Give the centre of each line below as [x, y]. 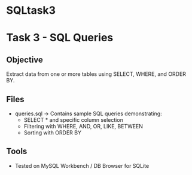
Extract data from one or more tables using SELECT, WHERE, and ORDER [96, 74]
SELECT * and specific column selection [74, 120]
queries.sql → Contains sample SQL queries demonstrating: [89, 113]
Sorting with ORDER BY [53, 133]
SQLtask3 [31, 10]
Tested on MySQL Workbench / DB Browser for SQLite [82, 165]
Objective [25, 59]
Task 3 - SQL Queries [60, 38]
